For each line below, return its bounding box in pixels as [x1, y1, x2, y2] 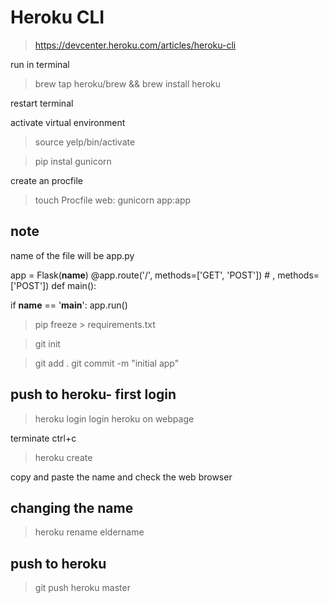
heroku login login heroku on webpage [34, 412, 195, 425]
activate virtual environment [10, 116, 126, 128]
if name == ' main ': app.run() [10, 299, 128, 311]
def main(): [51, 279, 97, 291]
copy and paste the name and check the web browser [10, 471, 233, 483]
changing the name [10, 499, 134, 516]
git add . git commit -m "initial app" [34, 357, 180, 369]
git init [34, 337, 61, 350]
